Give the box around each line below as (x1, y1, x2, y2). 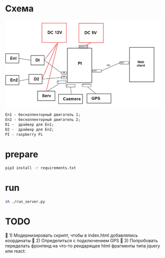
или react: (5, 248, 26, 254)
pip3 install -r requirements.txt (5, 165, 77, 171)
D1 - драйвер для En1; (5, 122, 54, 127)
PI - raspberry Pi (5, 132, 43, 137)
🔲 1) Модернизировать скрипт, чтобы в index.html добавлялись (5, 232, 138, 238)
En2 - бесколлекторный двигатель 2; (5, 117, 81, 122)
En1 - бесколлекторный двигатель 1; (5, 112, 81, 117)
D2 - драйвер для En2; (5, 127, 54, 132)
